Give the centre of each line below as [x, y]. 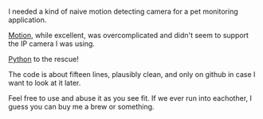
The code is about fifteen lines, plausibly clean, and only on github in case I [132, 74]
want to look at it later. [45, 83]
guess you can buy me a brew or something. [81, 107]
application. [27, 20]
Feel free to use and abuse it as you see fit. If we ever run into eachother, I [130, 98]
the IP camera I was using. [52, 44]
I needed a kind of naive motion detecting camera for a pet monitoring [123, 12]
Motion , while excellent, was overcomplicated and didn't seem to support [129, 35]
